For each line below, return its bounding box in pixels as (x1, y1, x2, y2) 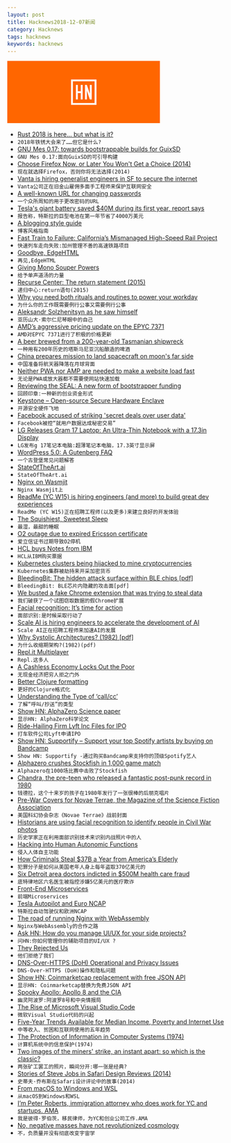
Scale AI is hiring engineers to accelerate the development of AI (17, 618, 200, 626)
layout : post (7, 11, 45, 18)
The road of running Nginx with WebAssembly (17, 914, 150, 922)
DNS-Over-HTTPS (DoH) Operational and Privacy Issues (17, 959, 179, 967)
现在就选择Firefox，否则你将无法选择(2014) (17, 168, 130, 175)
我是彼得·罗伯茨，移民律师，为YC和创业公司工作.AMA (17, 1115, 148, 1122)
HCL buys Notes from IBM (17, 544, 92, 553)
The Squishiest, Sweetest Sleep (17, 515, 108, 523)
